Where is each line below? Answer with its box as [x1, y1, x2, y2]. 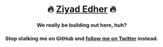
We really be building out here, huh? [36, 21, 127, 28]
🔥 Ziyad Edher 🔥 [47, 3, 117, 15]
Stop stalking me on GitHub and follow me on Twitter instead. [5, 35, 158, 42]
